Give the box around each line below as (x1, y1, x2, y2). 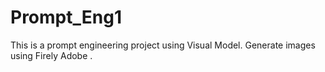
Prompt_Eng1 (10, 6, 122, 29)
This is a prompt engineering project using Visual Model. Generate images (10, 39, 316, 51)
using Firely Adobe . (10, 49, 93, 61)
